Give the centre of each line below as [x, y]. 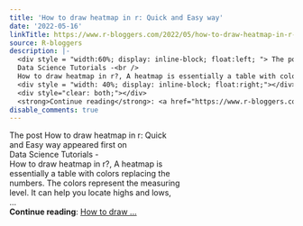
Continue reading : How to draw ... [73, 212]
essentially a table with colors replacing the [90, 174]
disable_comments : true [54, 110]
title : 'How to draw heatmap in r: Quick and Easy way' [116, 18]
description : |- [40, 51]
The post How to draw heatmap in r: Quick [88, 135]
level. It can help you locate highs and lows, [90, 193]
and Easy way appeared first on [69, 145]
